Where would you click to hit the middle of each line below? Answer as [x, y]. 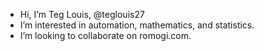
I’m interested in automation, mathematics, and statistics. [137, 25]
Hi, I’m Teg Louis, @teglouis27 [82, 14]
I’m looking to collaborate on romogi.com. [105, 35]
